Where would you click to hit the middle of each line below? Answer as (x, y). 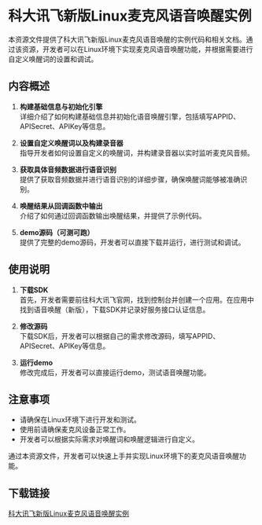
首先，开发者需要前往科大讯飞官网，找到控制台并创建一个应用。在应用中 (137, 299)
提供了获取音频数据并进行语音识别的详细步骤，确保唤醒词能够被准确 (130, 179)
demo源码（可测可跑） (57, 232)
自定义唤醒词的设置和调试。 (53, 59)
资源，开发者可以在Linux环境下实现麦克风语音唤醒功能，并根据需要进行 (137, 49)
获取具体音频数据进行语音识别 (68, 169)
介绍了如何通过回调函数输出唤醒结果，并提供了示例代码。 (113, 215)
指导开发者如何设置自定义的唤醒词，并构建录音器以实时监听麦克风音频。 (137, 152)
